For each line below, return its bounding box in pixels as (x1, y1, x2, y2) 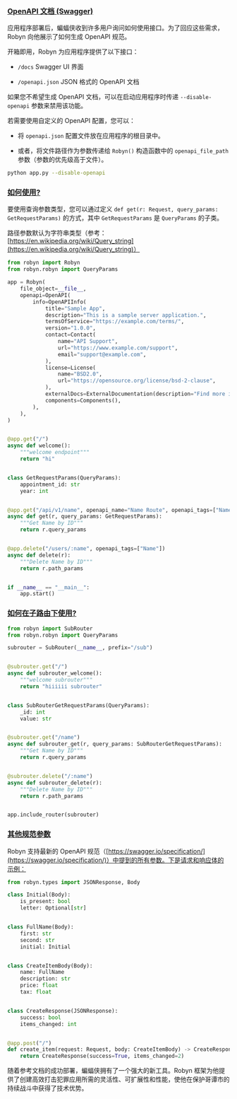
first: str (20, 930, 52, 937)
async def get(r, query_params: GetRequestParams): (7, 513, 162, 521)
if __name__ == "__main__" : (7, 583, 90, 591)
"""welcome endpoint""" (20, 449, 90, 456)
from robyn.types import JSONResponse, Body (7, 878, 140, 885)
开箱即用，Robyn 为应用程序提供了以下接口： (7, 47, 139, 56)
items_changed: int (20, 1020, 78, 1028)
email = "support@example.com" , (57, 351, 147, 358)
